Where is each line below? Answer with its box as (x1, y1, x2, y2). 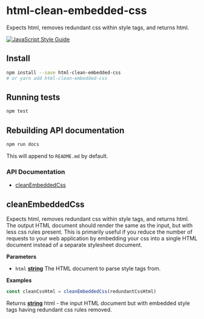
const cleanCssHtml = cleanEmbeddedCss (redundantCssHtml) (6, 288, 157, 295)
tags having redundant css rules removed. (6, 306, 113, 313)
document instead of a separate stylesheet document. (6, 241, 142, 248)
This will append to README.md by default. (6, 152, 108, 159)
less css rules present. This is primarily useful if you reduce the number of (6, 228, 193, 235)
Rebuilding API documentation (6, 125, 125, 135)
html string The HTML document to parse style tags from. (15, 265, 161, 272)
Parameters (6, 253, 37, 260)
